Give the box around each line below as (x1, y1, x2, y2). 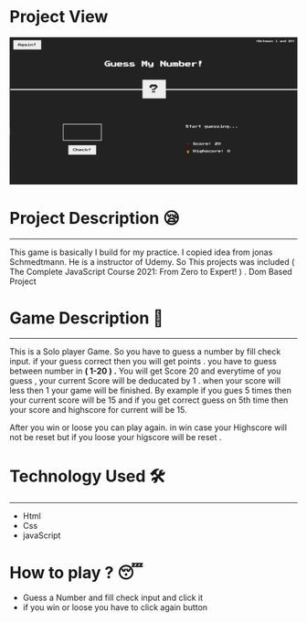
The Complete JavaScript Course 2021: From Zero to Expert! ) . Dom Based (9, 266, 292, 277)
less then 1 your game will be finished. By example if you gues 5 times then (9, 385, 292, 396)
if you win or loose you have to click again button (22, 602, 208, 613)
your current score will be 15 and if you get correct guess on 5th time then (9, 395, 289, 406)
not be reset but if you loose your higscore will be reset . (9, 432, 222, 443)
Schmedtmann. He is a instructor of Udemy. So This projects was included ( (9, 256, 295, 267)
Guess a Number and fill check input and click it (22, 592, 204, 604)
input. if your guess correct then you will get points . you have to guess (9, 356, 277, 367)
